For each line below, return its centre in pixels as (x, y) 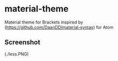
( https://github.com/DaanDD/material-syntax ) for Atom (59, 27)
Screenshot (22, 43)
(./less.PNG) (17, 54)
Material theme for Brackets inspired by (44, 22)
